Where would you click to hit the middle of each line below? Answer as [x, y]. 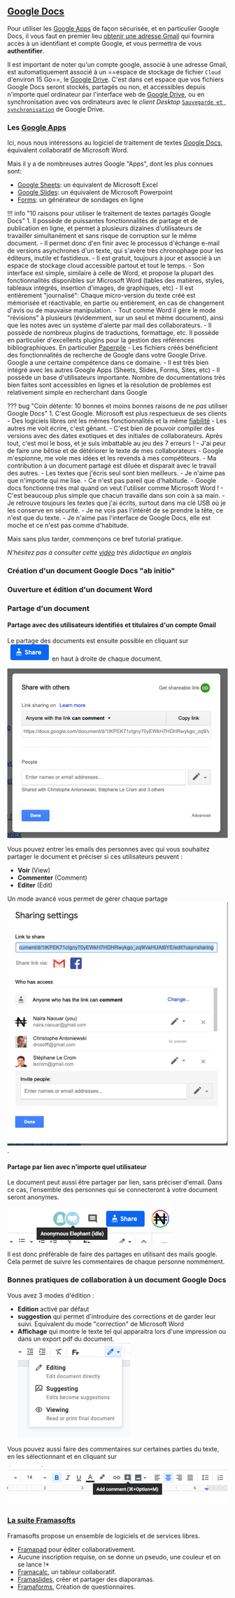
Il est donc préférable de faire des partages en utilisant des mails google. [113, 1254]
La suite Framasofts [41, 1521]
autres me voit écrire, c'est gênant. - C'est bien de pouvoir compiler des [111, 428]
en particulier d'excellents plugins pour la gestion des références [101, 341]
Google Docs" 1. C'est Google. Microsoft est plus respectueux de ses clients [117, 414]
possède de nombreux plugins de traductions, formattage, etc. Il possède [113, 333]
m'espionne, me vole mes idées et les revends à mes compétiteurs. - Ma [112, 458]
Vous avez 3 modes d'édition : [51, 1295]
